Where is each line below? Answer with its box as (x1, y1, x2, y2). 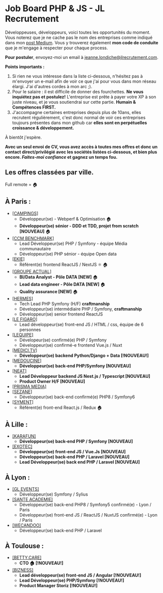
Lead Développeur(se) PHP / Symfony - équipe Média (19, 241, 127, 246)
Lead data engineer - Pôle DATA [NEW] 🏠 (19, 281, 106, 287)
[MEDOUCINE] (12, 357, 42, 363)
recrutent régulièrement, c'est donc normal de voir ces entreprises (12, 114, 146, 120)
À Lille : (5, 420, 28, 428)
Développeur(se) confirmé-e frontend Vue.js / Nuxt (19, 342, 123, 348)
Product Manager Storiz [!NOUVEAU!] (19, 583, 98, 588)
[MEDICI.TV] (12, 347, 37, 353)
